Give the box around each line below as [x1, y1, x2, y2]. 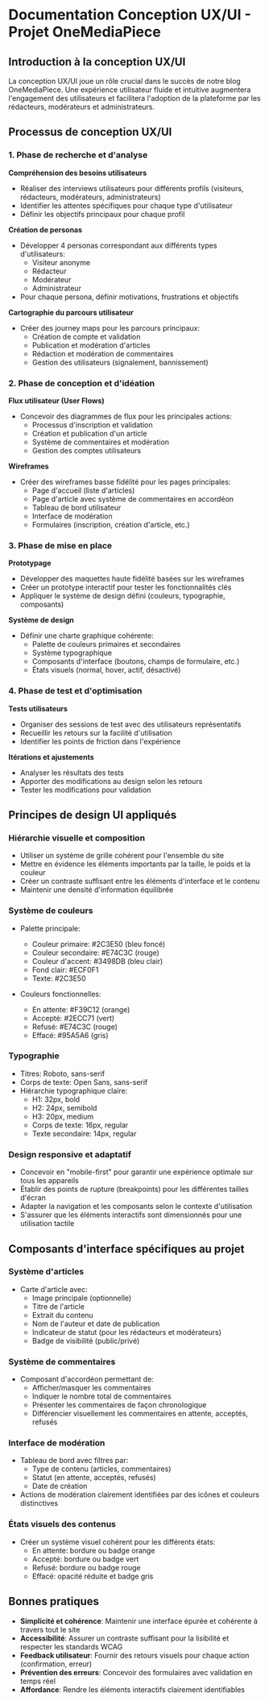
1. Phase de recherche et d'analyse [8, 149, 148, 161]
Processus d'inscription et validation [31, 419, 153, 429]
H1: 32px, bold [31, 1094, 81, 1104]
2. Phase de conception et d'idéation [8, 377, 155, 389]
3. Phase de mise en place [8, 540, 113, 551]
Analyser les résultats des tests [19, 768, 125, 778]
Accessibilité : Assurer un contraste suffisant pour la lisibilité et [19, 1633, 230, 1643]
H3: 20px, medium [31, 1111, 94, 1121]
